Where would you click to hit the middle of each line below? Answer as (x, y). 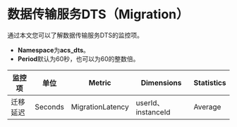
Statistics (210, 83)
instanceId (153, 112)
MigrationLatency (100, 107)
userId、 (150, 102)
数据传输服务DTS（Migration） (98, 14)
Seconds (50, 107)
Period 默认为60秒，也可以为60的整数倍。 (78, 59)
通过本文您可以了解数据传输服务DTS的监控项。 (75, 35)
